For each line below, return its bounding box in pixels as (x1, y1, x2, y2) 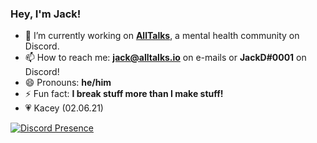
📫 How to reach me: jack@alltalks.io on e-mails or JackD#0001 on (24, 52, 307, 64)
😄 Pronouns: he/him (24, 77, 112, 89)
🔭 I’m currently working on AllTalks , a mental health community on (24, 30, 300, 42)
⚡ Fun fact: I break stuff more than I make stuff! (24, 88, 224, 100)
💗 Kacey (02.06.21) (24, 102, 104, 114)
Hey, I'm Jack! (10, 7, 82, 21)
